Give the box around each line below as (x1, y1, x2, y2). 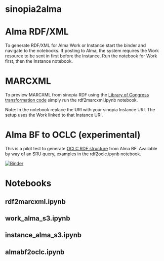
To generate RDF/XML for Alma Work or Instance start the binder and (5, 43, 146, 48)
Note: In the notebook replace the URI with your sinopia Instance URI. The (5, 107, 156, 113)
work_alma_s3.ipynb (5, 214, 71, 222)
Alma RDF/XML (5, 26, 69, 38)
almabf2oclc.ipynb (5, 248, 65, 256)
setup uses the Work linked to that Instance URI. (5, 112, 103, 118)
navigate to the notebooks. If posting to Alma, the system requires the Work (5, 48, 159, 54)
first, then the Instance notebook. (5, 58, 73, 64)
